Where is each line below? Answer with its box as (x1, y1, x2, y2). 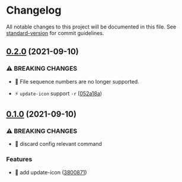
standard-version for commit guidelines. (6, 29, 104, 36)
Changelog (6, 4, 62, 17)
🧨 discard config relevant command (14, 141, 103, 148)
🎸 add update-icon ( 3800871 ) (14, 168, 87, 175)
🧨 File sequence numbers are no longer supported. (14, 78, 139, 85)
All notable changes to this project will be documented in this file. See (6, 23, 177, 30)
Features (6, 155, 33, 164)
